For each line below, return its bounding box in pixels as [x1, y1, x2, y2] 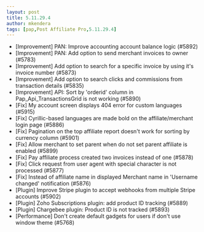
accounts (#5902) [15, 193, 61, 200]
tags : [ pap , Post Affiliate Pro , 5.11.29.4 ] [6, 26, 117, 33]
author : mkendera [6, 20, 51, 26]
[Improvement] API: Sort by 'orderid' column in [15, 88, 134, 96]
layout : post [6, 9, 40, 15]
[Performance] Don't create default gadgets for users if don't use [15, 212, 181, 220]
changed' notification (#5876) [15, 180, 91, 187]
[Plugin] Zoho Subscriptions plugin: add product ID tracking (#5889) [15, 199, 189, 207]
